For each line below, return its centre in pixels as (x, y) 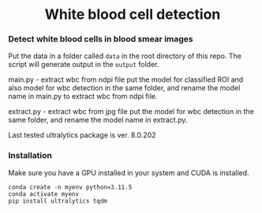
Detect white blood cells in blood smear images (101, 39)
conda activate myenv (44, 194)
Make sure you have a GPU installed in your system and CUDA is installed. (129, 173)
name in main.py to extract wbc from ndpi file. (83, 97)
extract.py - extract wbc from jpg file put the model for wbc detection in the (131, 112)
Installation (30, 156)
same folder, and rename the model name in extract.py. (98, 120)
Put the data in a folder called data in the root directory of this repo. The (125, 56)
